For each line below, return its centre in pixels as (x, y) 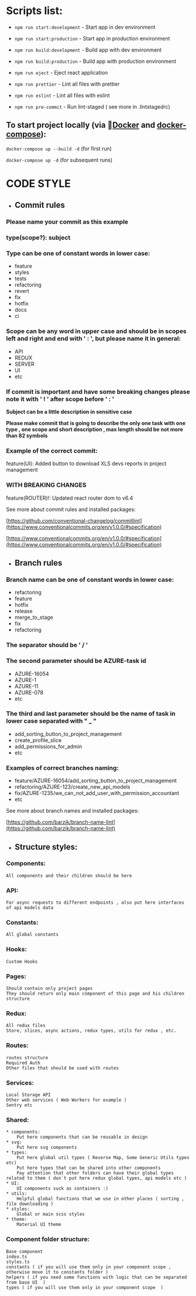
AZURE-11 (26, 686)
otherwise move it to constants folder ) (57, 1272)
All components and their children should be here (69, 876)
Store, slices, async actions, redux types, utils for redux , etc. (91, 1031)
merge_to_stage (34, 617)
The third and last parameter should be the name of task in (91, 713)
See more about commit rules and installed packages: (71, 509)
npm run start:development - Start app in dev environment (85, 27)
